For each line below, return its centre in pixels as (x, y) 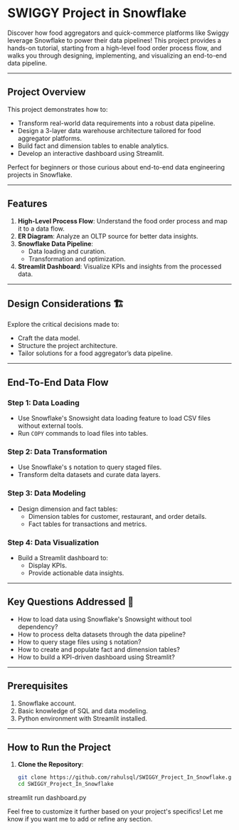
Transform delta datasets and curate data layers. (89, 475)
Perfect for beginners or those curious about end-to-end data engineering (116, 167)
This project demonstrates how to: (58, 109)
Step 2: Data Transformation (58, 451)
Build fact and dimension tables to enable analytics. (93, 146)
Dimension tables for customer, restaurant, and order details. (117, 516)
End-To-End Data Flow (58, 382)
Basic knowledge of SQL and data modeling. (83, 710)
